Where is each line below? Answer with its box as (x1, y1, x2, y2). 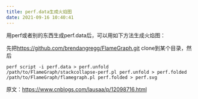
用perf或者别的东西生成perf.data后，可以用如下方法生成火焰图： (6, 31, 166, 39)
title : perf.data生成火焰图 (6, 8, 72, 15)
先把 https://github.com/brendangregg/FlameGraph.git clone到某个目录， (6, 44, 187, 52)
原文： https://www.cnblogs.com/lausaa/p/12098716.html (6, 85, 147, 93)
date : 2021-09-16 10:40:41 (6, 14, 74, 20)
